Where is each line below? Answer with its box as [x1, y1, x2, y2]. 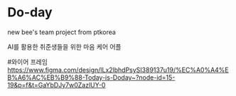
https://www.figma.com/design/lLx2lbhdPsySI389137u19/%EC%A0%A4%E [7, 65, 229, 74]
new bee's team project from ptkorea [7, 28, 116, 36]
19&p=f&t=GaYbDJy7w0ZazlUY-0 [7, 80, 106, 89]
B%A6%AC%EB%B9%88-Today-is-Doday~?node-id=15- [7, 73, 176, 82]
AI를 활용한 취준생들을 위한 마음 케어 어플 [7, 42, 122, 50]
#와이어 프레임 [7, 58, 48, 66]
